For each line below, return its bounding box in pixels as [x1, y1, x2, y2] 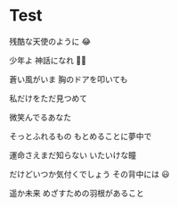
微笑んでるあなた [9, 112, 72, 122]
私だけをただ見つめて [9, 93, 87, 103]
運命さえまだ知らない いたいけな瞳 [9, 149, 136, 161]
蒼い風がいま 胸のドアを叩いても [9, 73, 128, 85]
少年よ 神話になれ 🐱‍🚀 [9, 54, 87, 65]
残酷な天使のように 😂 [9, 36, 92, 46]
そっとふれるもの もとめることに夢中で [9, 130, 152, 141]
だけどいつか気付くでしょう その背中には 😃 [9, 169, 171, 179]
